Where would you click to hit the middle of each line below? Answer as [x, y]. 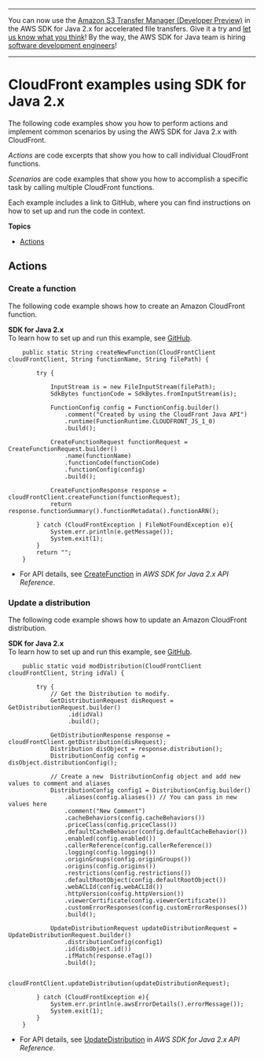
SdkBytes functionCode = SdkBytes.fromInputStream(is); [143, 394]
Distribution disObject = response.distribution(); [136, 749]
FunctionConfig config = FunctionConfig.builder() [135, 407]
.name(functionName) [98, 456]
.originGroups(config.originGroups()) [128, 859]
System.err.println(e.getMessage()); [112, 532]
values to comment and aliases [59, 783]
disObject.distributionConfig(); [63, 762]
